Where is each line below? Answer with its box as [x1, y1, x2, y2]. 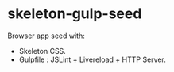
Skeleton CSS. [18, 46, 67, 55]
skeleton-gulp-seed [7, 5, 142, 23]
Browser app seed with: [7, 31, 85, 40]
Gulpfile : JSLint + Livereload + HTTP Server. [18, 55, 166, 64]
